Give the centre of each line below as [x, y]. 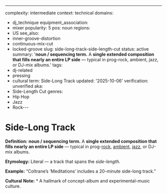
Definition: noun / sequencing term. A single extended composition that [81, 141]
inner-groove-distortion [36, 38]
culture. [13, 186]
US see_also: [26, 33]
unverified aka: [28, 86]
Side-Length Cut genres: [38, 91]
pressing [21, 76]
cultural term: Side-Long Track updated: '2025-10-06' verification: [80, 81]
